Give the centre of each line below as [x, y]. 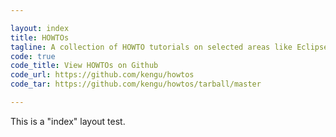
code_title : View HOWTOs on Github [84, 66]
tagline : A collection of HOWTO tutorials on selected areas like [151, 47]
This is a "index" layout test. [68, 121]
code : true [33, 56]
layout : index [40, 28]
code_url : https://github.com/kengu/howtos [102, 75]
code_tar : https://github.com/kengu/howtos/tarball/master [136, 84]
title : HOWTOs [40, 37]
